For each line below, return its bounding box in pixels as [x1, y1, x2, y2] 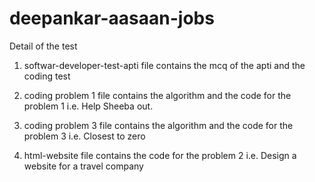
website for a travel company [23, 160, 144, 172]
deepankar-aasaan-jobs [9, 7, 215, 30]
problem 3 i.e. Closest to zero [23, 130, 146, 142]
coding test [23, 70, 71, 82]
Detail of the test [9, 40, 78, 52]
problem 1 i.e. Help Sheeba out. [23, 100, 154, 112]
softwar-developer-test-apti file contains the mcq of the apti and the [23, 59, 306, 71]
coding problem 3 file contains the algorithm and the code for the [23, 119, 294, 131]
